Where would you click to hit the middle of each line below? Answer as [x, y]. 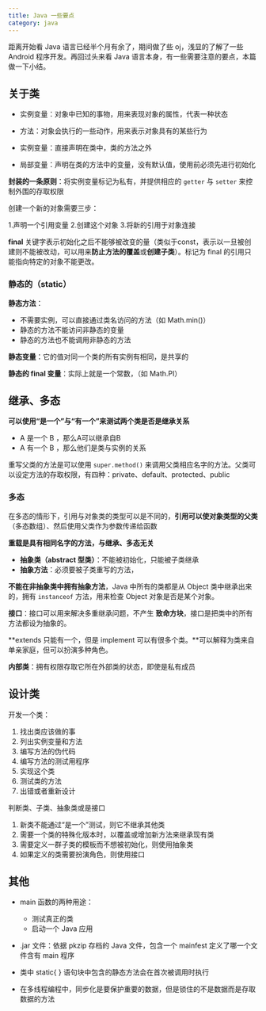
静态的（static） [40, 284]
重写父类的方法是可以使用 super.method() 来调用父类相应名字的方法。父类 [129, 465]
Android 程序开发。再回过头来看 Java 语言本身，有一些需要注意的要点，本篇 [133, 56]
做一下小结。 [29, 66]
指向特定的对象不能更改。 [57, 261]
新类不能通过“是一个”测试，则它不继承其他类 [92, 824]
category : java [33, 23]
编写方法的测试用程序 [54, 761]
